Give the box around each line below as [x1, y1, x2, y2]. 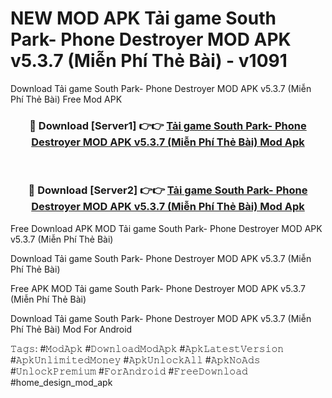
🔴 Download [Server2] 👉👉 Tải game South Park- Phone [28, 183, 308, 197]
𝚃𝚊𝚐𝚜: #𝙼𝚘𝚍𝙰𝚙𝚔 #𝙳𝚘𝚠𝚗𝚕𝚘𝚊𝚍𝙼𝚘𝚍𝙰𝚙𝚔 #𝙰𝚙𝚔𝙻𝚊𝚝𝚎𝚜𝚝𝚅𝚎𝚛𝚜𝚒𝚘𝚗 [10, 342, 285, 354]
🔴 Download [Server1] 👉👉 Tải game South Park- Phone [29, 118, 307, 132]
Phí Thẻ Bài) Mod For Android [10, 323, 133, 335]
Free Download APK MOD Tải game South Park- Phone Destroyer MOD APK [10, 222, 323, 234]
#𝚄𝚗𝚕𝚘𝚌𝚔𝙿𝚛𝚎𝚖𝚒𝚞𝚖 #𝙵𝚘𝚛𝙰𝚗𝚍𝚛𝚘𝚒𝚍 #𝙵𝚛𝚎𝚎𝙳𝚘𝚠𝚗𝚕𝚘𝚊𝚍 [10, 365, 248, 377]
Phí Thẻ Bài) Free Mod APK [10, 93, 123, 105]
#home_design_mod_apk [10, 376, 113, 388]
